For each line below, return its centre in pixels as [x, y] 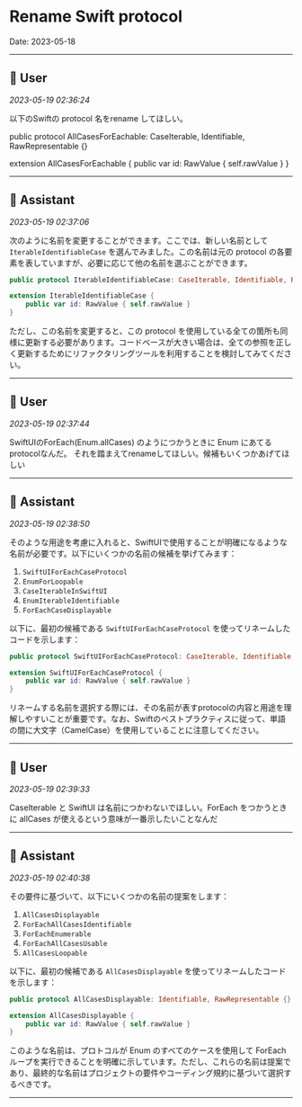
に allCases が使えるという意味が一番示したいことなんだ [114, 819]
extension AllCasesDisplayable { [72, 1015]
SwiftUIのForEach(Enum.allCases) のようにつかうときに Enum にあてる [141, 442]
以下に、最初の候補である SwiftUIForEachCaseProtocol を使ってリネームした [150, 628]
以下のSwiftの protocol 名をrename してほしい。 [98, 118]
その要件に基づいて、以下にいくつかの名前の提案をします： [119, 896]
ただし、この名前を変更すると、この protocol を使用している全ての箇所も [145, 331]
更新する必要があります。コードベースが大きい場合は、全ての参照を [150, 343]
